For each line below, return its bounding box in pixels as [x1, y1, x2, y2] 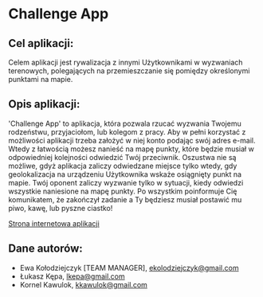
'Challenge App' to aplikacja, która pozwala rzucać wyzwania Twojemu [8, 119, 241, 128]
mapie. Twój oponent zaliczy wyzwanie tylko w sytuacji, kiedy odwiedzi [8, 178, 244, 187]
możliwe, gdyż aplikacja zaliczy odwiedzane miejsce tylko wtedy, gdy [8, 161, 237, 170]
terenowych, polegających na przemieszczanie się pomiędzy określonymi [8, 66, 250, 76]
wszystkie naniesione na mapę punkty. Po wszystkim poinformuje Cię [8, 186, 237, 196]
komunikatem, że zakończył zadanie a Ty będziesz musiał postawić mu [8, 194, 242, 204]
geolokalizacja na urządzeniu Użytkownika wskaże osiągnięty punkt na [8, 169, 241, 179]
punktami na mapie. [8, 75, 73, 84]
